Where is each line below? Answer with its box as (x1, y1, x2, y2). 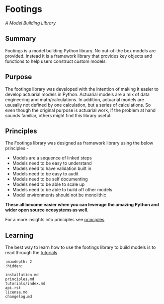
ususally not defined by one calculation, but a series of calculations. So (5, 102, 151, 108)
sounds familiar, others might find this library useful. (5, 112, 112, 118)
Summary (5, 34, 36, 43)
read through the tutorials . (5, 250, 59, 256)
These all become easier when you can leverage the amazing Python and (5, 202, 159, 208)
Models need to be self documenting (12, 176, 88, 182)
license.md (5, 290, 28, 295)
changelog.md (5, 294, 32, 300)
